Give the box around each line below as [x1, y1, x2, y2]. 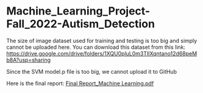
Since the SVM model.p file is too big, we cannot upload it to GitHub [6, 68, 177, 75]
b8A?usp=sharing [6, 56, 51, 63]
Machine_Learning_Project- [6, 4, 151, 18]
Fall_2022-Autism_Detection [6, 17, 155, 31]
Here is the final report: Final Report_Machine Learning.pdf [6, 80, 154, 87]
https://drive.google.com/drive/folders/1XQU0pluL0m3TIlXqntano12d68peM [6, 50, 198, 57]
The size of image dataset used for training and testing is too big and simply [6, 37, 198, 44]
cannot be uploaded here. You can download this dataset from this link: [6, 43, 186, 51]
